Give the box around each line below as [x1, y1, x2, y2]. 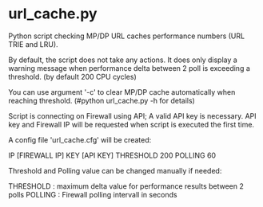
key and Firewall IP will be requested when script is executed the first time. [8, 119, 254, 129]
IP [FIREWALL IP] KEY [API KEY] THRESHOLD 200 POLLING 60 [8, 150, 217, 160]
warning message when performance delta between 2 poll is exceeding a [8, 63, 250, 72]
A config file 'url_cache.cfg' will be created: [8, 135, 152, 144]
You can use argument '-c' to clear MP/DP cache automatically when [8, 87, 236, 96]
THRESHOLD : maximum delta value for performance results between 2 [8, 181, 244, 191]
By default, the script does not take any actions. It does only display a [8, 55, 237, 64]
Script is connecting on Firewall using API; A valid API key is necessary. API [8, 111, 257, 120]
